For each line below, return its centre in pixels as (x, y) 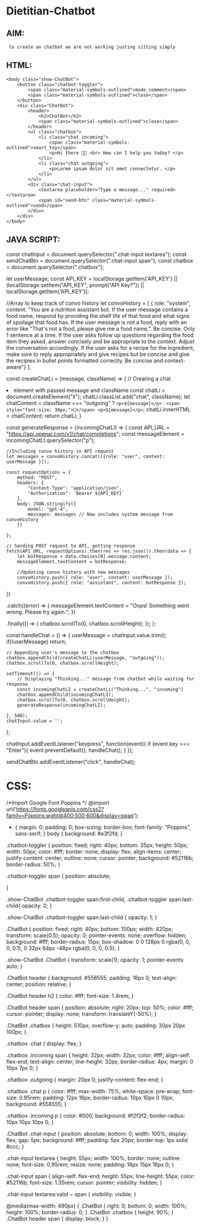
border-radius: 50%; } (33, 864)
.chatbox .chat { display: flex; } (44, 1043)
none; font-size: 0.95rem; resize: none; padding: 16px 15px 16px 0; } (90, 1164)
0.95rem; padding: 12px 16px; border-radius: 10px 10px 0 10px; (96, 1098)
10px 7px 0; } (22, 1068)
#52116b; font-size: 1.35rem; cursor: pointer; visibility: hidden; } (84, 1182)
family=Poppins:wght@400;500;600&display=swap (70, 815)
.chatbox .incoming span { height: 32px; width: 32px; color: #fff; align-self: (98, 1055)
